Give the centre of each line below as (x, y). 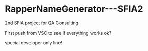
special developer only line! (33, 43)
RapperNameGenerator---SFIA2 (74, 9)
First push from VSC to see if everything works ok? (58, 33)
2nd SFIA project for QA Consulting (42, 23)
